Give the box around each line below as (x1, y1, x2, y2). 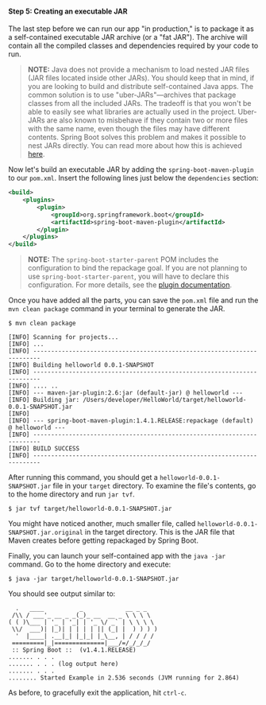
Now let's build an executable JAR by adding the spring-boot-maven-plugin (8, 165, 254, 174)
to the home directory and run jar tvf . (8, 489, 135, 499)
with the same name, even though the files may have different (27, 124, 230, 134)
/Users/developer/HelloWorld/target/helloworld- (83, 396, 247, 404)
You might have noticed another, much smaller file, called (8, 519, 196, 528)
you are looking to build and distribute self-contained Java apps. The (27, 82, 254, 92)
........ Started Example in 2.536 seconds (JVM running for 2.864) (8, 674, 240, 682)
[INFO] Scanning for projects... (8, 333, 119, 341)
